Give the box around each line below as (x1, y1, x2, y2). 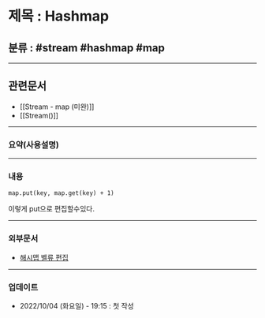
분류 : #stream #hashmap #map (8, 41, 166, 54)
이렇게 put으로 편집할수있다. (8, 204, 95, 214)
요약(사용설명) (8, 139, 59, 150)
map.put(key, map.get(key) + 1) (8, 189, 114, 197)
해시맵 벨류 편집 (19, 253, 69, 262)
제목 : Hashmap (8, 7, 109, 25)
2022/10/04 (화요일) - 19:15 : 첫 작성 (19, 301, 134, 310)
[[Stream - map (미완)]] (19, 102, 95, 111)
